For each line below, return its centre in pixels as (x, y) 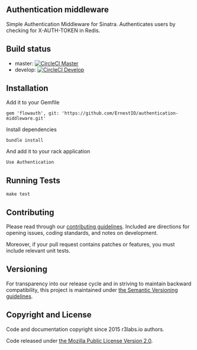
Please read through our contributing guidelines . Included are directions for (98, 227)
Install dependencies (32, 129)
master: (24, 63)
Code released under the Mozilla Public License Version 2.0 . (80, 341)
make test (18, 194)
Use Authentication (30, 163)
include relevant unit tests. (38, 251)
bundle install (25, 141)
